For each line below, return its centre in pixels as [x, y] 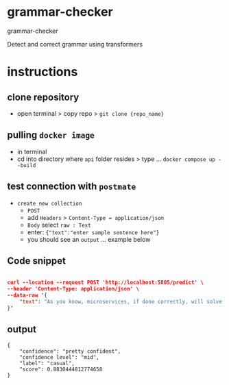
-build [26, 165]
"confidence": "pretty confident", [70, 351]
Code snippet [37, 261]
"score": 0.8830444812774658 [61, 369]
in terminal [32, 151]
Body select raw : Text [59, 225]
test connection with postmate [72, 187]
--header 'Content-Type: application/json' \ [73, 289]
